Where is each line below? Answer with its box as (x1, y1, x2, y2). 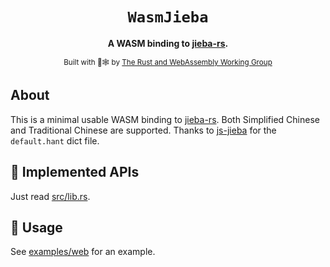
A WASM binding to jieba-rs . (107, 37, 229, 49)
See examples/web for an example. (10, 246, 156, 258)
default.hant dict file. (10, 134, 100, 147)
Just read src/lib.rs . (10, 190, 91, 202)
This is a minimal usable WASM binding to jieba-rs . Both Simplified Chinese (10, 113, 320, 125)
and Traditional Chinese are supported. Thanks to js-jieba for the (10, 124, 277, 136)
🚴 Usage (10, 219, 63, 236)
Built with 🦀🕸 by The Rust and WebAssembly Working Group (63, 57, 273, 67)
